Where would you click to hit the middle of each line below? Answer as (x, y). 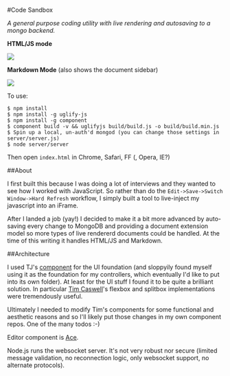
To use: (18, 96)
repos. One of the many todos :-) (54, 324)
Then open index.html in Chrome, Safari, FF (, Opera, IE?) (89, 157)
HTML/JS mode (30, 43)
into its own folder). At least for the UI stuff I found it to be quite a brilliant (110, 281)
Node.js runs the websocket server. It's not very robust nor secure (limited (112, 351)
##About (20, 170)
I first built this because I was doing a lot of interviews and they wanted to (112, 184)
